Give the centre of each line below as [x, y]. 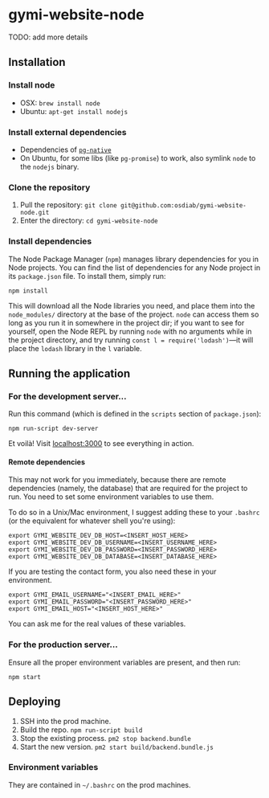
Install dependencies [50, 241]
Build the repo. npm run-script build [81, 730]
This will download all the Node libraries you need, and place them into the [132, 305]
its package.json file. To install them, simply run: [87, 276]
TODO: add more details [48, 37]
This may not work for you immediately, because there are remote [117, 480]
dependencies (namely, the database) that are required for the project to [128, 489]
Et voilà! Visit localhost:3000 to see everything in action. [101, 444]
